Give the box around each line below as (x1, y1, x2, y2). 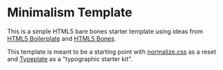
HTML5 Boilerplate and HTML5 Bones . (7, 34, 116, 42)
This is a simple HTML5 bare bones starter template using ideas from (7, 27, 203, 35)
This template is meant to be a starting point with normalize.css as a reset (7, 48, 217, 56)
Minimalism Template (7, 5, 133, 20)
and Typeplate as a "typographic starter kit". (7, 54, 133, 63)
